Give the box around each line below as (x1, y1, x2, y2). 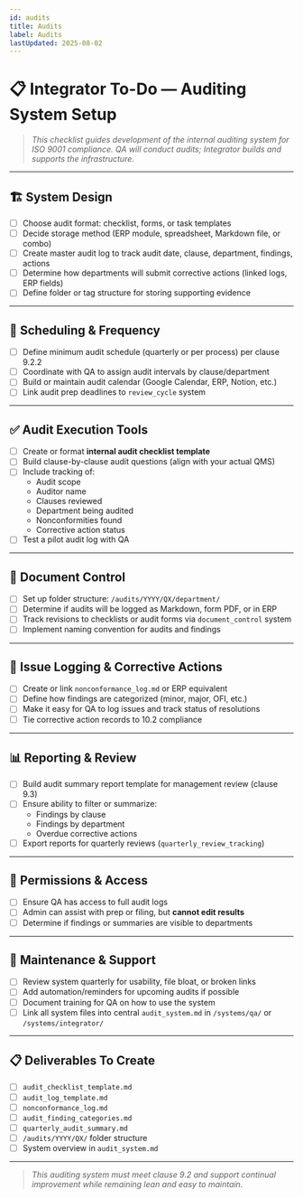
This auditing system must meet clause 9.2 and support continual (31, 1169, 277, 1180)
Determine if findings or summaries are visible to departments (22, 917, 253, 928)
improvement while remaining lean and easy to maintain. (31, 1178, 243, 1189)
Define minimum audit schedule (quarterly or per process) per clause (22, 347, 280, 358)
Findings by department (35, 819, 125, 829)
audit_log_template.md (22, 1093, 108, 1102)
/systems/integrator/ (22, 1018, 104, 1028)
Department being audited (35, 505, 133, 516)
